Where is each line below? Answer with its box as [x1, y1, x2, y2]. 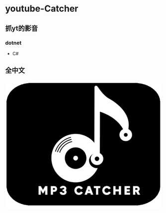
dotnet [5, 39, 22, 46]
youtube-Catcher [5, 3, 79, 14]
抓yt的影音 [5, 24, 38, 32]
